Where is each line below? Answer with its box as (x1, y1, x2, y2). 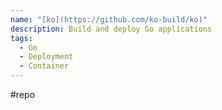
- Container (19, 61, 70, 71)
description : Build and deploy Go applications (10, 24, 213, 34)
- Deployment (19, 52, 74, 62)
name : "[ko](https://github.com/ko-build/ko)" (10, 14, 208, 25)
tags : (10, 33, 33, 43)
